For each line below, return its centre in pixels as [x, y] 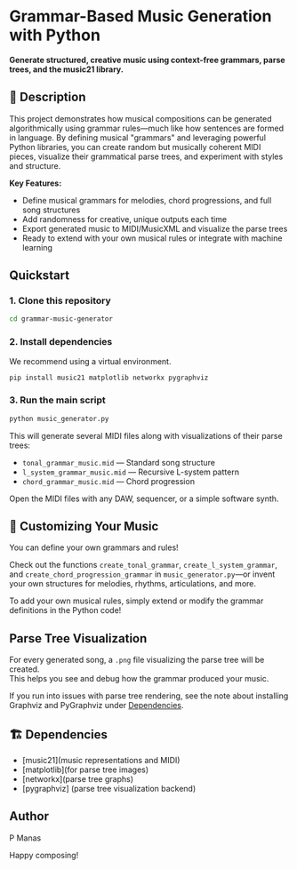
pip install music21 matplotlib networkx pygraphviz [109, 378]
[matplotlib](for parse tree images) [85, 769]
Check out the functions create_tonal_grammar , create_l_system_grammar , [144, 565]
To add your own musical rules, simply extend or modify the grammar [136, 601]
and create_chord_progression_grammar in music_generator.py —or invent [142, 574]
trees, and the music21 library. [67, 69]
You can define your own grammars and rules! [94, 547]
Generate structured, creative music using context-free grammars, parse [148, 60]
